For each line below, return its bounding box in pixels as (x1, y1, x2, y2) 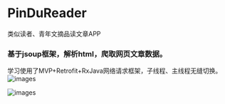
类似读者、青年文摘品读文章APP (7, 29, 101, 38)
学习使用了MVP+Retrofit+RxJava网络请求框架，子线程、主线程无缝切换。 (7, 66, 222, 76)
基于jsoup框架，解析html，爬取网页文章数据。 (7, 48, 167, 58)
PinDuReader (7, 5, 87, 21)
